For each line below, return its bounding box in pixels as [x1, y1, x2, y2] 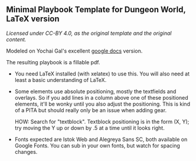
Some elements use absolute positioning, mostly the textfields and [14, 88, 177, 95]
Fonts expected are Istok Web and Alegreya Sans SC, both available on [14, 136, 188, 143]
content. [6, 35, 27, 43]
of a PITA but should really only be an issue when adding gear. [14, 106, 167, 114]
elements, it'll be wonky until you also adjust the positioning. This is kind [14, 100, 191, 107]
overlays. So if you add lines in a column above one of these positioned [14, 94, 189, 101]
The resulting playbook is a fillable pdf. [6, 58, 100, 65]
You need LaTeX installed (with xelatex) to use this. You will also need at [14, 70, 190, 77]
